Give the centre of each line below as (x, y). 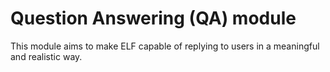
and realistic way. (46, 56)
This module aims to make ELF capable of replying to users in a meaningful (165, 46)
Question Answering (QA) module (153, 18)
